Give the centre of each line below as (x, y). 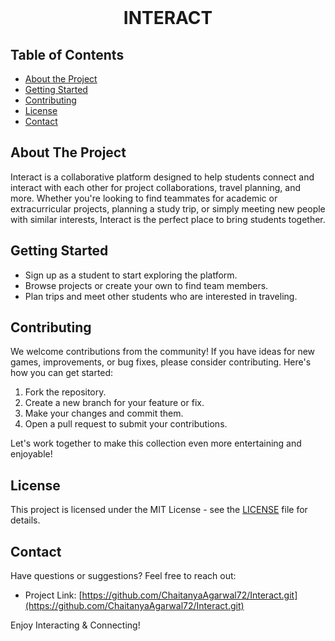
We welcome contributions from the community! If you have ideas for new (163, 352)
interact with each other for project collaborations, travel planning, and (156, 187)
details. (25, 520)
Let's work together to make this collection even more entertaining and (156, 443)
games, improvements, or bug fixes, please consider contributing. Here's (161, 362)
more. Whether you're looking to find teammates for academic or (144, 198)
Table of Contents (67, 54)
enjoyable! (31, 454)
